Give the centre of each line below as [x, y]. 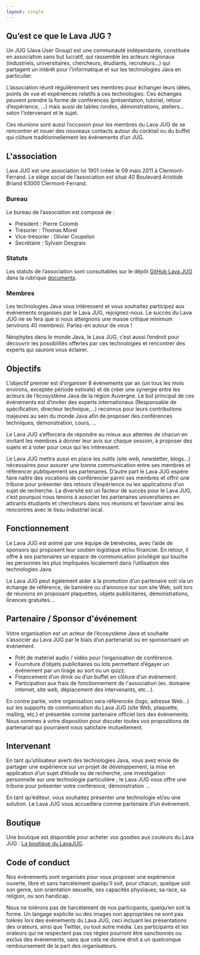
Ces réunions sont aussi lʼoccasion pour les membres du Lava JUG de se [96, 125]
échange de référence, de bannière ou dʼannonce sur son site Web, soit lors [99, 587]
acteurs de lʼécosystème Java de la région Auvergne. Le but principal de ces [100, 396]
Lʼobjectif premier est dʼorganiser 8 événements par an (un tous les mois [95, 383]
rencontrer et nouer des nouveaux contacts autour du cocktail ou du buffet [98, 131]
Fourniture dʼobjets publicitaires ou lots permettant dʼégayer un [92, 664]
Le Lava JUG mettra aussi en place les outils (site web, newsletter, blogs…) [99, 459]
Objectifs [24, 368]
